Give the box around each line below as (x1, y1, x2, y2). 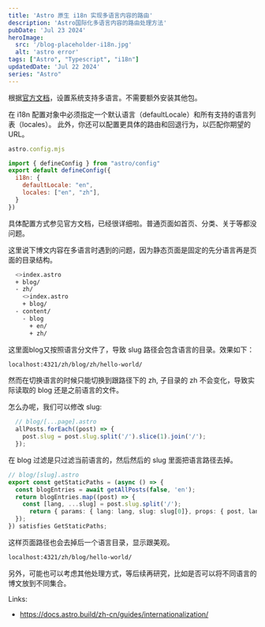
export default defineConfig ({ (8, 166, 111, 174)
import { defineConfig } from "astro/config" (8, 159, 160, 167)
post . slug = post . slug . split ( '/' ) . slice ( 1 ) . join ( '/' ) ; (22, 433, 207, 441)
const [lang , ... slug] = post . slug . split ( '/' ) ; (22, 500, 181, 509)
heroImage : (8, 33, 44, 42)
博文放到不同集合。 (8, 578, 71, 588)
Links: (8, 594, 28, 603)
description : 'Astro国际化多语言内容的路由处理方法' (8, 19, 167, 27)
